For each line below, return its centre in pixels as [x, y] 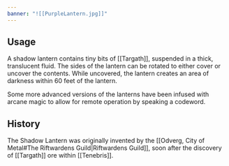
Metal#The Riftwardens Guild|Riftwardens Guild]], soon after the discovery [114, 148]
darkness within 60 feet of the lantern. [62, 81]
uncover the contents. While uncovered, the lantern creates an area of [108, 73]
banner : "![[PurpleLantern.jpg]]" [58, 14]
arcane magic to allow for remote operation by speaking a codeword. [106, 102]
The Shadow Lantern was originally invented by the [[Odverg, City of [106, 141]
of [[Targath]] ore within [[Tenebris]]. [60, 156]
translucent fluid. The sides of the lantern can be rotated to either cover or [114, 66]
